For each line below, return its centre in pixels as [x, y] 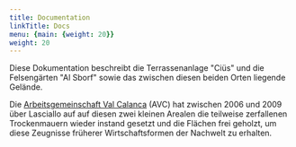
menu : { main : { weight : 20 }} [62, 34]
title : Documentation [50, 17]
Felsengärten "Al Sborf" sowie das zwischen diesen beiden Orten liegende [148, 78]
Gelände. [26, 87]
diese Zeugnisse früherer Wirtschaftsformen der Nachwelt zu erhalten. [141, 133]
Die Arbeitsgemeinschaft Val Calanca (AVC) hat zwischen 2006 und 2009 [146, 105]
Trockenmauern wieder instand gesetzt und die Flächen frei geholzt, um [143, 124]
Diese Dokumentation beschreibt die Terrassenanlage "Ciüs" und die [137, 68]
